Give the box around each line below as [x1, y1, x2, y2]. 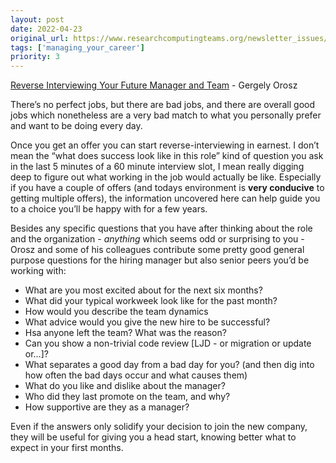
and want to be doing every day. [10, 120, 143, 132]
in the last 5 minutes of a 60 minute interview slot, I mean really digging [10, 161, 305, 173]
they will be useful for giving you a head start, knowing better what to [10, 431, 297, 443]
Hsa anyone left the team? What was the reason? [24, 327, 227, 339]
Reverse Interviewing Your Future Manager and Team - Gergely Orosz [10, 79, 298, 91]
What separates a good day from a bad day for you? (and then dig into [24, 359, 315, 371]
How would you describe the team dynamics [24, 306, 209, 318]
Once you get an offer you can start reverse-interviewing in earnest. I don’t [10, 139, 320, 151]
